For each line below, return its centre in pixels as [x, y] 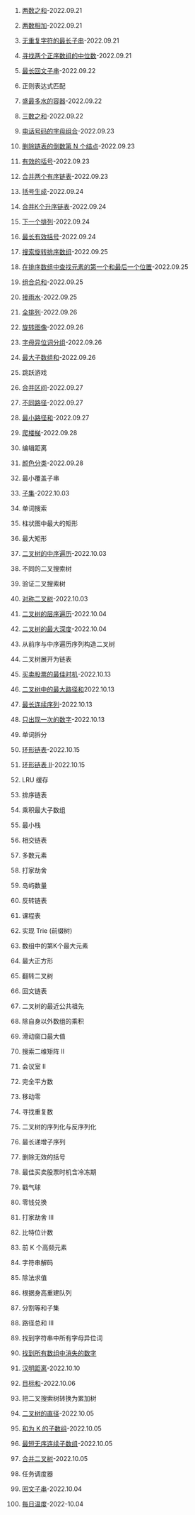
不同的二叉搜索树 [47, 569]
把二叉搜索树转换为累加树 [59, 1398]
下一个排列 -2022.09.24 [56, 221]
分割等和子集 [40, 1308]
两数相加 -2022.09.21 [52, 26]
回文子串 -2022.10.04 [52, 1489]
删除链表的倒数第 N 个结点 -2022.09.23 [78, 146]
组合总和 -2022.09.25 [52, 282]
